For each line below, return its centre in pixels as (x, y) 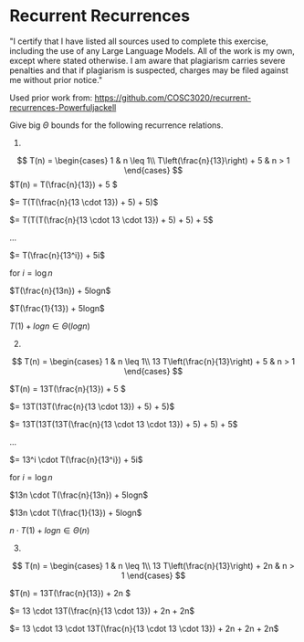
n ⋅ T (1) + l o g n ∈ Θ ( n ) (50, 530)
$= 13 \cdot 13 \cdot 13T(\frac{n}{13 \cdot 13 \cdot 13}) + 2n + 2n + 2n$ (144, 628)
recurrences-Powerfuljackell (63, 107)
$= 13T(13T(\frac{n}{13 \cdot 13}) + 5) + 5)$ (92, 406)
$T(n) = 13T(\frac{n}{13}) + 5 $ (68, 388)
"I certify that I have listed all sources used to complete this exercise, (139, 41)
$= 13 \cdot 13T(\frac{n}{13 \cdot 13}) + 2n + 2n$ (102, 610)
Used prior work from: (51, 98)
